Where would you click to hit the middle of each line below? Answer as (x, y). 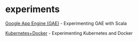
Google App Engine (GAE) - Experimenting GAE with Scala (66, 23)
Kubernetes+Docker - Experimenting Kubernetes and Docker (69, 33)
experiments (32, 9)
